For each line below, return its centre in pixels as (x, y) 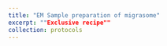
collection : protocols (45, 30)
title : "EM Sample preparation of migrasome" (84, 15)
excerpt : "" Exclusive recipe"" (59, 23)
